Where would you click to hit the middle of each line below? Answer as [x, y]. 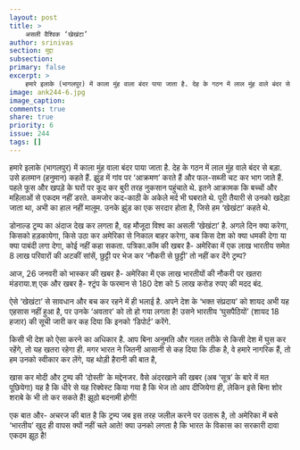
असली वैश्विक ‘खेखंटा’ [57, 34]
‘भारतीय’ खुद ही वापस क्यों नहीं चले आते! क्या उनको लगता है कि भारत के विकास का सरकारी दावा [144, 425]
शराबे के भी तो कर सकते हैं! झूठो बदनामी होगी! [73, 397]
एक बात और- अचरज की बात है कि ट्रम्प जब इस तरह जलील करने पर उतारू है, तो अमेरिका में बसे [144, 415]
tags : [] [25, 142]
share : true [31, 117]
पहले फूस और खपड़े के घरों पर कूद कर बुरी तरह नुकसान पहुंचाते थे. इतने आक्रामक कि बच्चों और [143, 187]
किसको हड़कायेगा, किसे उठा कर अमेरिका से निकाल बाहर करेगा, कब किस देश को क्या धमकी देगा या [148, 235]
